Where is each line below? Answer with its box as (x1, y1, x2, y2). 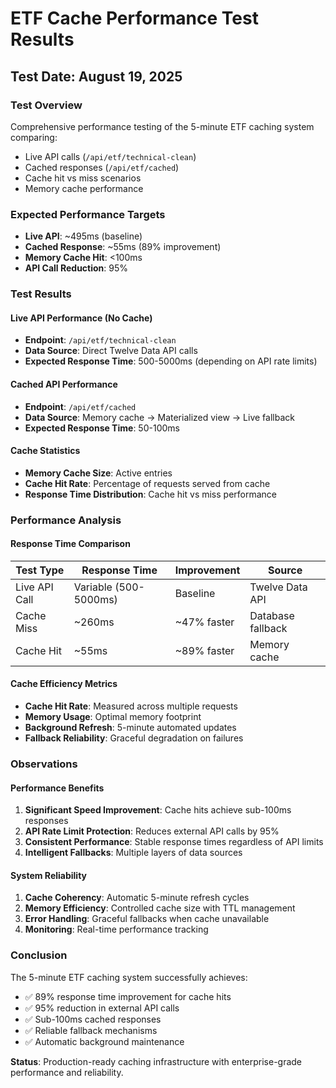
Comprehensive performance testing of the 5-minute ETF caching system (10, 120, 315, 132)
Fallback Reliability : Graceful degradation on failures (24, 732, 244, 744)
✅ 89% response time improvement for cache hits (24, 990, 232, 1002)
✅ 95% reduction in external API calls (24, 1002, 180, 1014)
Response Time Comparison (10, 538, 131, 550)
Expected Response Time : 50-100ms (24, 422, 180, 434)
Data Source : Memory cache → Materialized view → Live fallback (24, 411, 295, 423)
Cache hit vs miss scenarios (24, 172, 142, 184)
